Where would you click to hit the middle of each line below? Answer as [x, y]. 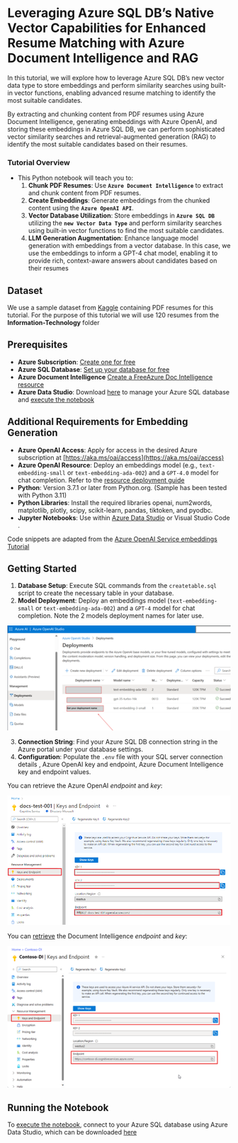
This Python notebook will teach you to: [75, 178]
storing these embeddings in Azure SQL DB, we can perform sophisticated [116, 129]
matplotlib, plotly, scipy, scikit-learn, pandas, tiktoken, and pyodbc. [115, 510]
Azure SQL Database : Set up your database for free [93, 369]
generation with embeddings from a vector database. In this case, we [129, 246]
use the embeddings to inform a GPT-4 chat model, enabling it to [123, 254]
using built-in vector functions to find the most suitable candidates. [126, 231]
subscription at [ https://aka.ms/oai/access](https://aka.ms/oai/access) [121, 457]
